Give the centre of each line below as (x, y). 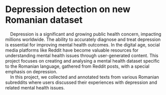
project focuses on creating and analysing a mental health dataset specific (82, 61)
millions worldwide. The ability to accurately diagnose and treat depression (83, 39)
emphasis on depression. (31, 71)
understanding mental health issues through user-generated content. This (82, 55)
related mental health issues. (35, 87)
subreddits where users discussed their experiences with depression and (81, 82)
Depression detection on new (68, 9)
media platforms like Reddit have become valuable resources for (72, 50)
